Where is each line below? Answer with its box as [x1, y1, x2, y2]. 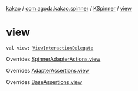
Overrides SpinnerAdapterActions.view [6, 56, 101, 63]
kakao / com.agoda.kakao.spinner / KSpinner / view [6, 5, 132, 12]
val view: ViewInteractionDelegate [6, 45, 94, 51]
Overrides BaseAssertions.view [6, 78, 83, 85]
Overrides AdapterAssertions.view [6, 67, 90, 74]
